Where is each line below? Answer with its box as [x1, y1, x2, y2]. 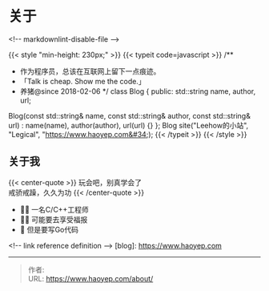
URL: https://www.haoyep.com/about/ [27, 273, 154, 283]
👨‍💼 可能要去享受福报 [19, 214, 88, 224]
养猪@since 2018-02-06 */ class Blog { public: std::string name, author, [19, 86, 256, 96]
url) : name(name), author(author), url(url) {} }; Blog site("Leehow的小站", [8, 120, 249, 130]
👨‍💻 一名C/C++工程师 [19, 204, 90, 214]
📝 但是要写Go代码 [19, 224, 78, 234]
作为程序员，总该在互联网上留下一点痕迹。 [19, 66, 161, 76]
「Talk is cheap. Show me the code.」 [19, 76, 146, 86]
